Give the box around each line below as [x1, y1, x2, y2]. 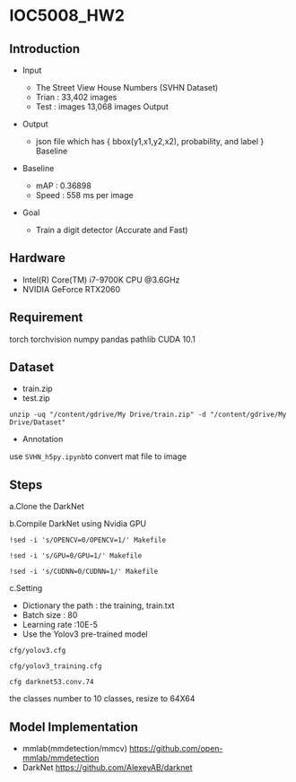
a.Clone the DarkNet [9, 501, 85, 512]
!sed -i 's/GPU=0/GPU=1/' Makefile [9, 552, 143, 560]
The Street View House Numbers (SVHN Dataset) [35, 83, 219, 92]
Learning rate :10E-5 [22, 620, 99, 630]
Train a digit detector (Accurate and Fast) [35, 225, 188, 235]
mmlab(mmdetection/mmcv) [22, 743, 128, 754]
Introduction [9, 41, 81, 56]
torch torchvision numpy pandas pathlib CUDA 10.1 [9, 334, 196, 344]
